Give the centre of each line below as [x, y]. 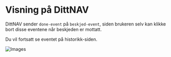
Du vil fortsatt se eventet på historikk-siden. [51, 39]
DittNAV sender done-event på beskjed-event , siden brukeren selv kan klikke [86, 24]
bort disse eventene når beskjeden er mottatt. [54, 29]
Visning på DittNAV [47, 10]
